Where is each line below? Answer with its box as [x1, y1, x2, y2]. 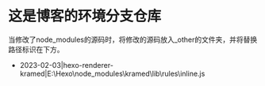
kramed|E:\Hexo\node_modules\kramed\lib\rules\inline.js [19, 69, 205, 78]
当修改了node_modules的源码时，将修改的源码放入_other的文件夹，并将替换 [8, 35, 258, 44]
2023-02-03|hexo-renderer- [19, 60, 113, 69]
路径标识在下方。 [8, 44, 64, 54]
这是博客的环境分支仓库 [8, 7, 162, 25]
